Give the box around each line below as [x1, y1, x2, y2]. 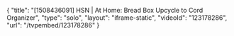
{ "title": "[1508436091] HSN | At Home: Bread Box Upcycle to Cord [6, 6, 204, 14]
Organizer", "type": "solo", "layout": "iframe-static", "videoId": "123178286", [6, 13, 228, 22]
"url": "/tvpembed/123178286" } [6, 21, 100, 29]
